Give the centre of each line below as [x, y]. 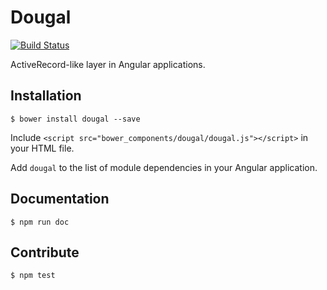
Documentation [60, 199]
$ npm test [33, 276]
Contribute [45, 252]
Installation [46, 96]
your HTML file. [42, 148]
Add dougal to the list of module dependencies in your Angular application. [164, 167]
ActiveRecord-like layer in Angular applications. [108, 64]
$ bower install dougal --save [75, 119]
